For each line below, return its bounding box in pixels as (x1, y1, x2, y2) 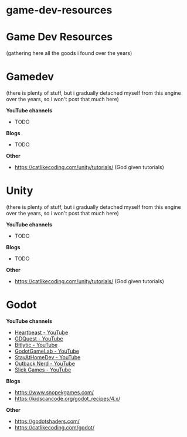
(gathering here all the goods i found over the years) (6, 50, 132, 57)
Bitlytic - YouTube (14, 341, 58, 348)
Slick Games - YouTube (14, 366, 72, 373)
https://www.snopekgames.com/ (14, 388, 94, 395)
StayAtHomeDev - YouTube (14, 353, 81, 360)
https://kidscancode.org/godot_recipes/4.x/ (14, 395, 121, 402)
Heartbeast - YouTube (14, 329, 69, 336)
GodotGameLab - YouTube (14, 347, 79, 355)
